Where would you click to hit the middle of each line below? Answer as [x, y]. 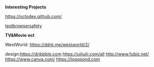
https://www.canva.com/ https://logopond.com [53, 59]
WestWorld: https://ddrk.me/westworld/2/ [47, 45]
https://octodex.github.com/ [34, 16]
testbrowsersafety [24, 26]
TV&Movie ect [20, 35]
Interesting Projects [26, 7]
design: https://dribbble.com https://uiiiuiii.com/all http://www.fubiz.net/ [77, 54]
